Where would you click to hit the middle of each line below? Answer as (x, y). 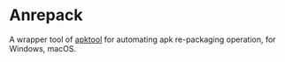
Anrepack (46, 15)
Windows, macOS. (43, 48)
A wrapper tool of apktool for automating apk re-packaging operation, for (142, 39)
